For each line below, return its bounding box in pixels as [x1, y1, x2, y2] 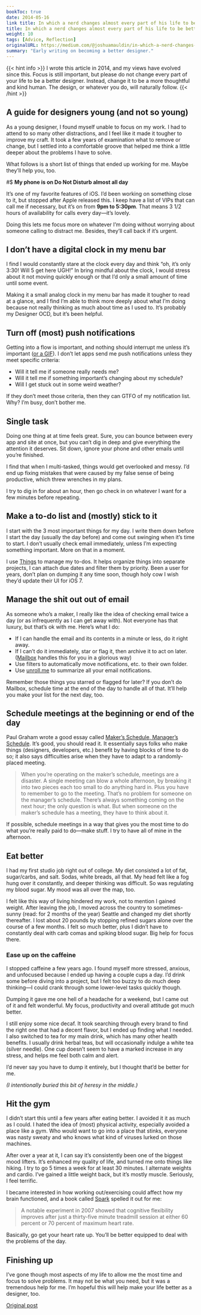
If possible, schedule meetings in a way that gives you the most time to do [6, 821, 189, 828]
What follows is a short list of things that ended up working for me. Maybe [6, 160, 188, 168]
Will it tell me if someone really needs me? [14, 368, 119, 375]
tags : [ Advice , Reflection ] [6, 37, 77, 43]
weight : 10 [6, 31, 33, 37]
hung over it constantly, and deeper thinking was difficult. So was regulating [6, 880, 194, 887]
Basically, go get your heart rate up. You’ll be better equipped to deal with [6, 1232, 188, 1239]
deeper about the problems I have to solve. [6, 148, 112, 156]
